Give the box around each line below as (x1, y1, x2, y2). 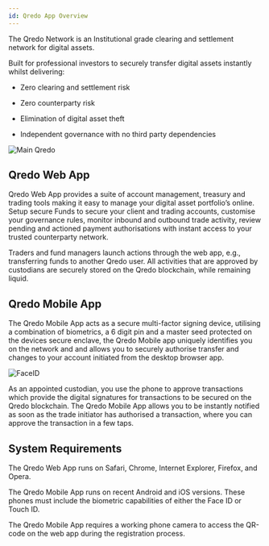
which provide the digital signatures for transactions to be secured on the (8, 393, 252, 402)
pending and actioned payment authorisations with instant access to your (8, 223, 252, 234)
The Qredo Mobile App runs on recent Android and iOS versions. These (8, 487, 246, 497)
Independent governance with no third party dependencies (19, 129, 216, 139)
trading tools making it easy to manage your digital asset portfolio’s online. (8, 198, 255, 208)
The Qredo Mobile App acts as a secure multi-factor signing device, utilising (8, 319, 261, 328)
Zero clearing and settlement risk (19, 82, 130, 92)
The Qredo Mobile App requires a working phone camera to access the (8, 520, 244, 530)
